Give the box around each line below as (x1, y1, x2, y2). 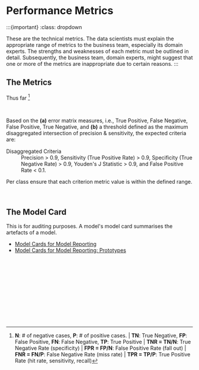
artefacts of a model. (6, 229, 57, 236)
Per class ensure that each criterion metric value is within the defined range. (6, 178, 192, 186)
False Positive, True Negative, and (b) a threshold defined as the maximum (6, 123, 188, 130)
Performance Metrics (6, 4, 114, 18)
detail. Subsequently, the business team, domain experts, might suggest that (6, 54, 193, 61)
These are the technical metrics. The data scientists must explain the (6, 35, 174, 42)
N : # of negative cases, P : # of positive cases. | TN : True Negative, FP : (14, 332, 188, 339)
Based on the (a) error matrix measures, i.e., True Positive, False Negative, (6, 117, 188, 125)
